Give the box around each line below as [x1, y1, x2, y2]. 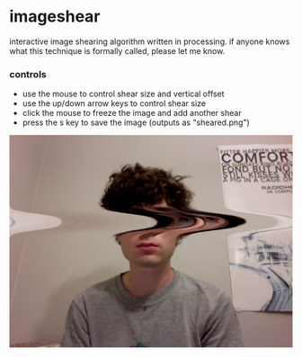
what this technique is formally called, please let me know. [9, 45, 226, 56]
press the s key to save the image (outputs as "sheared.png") [22, 117, 250, 128]
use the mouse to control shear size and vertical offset [22, 88, 225, 100]
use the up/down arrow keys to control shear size [22, 98, 207, 109]
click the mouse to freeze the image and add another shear [22, 108, 242, 119]
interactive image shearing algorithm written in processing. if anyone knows [9, 36, 290, 47]
